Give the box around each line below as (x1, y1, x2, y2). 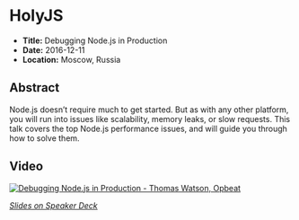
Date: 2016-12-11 (22, 44, 85, 55)
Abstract (9, 80, 60, 95)
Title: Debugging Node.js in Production (22, 35, 168, 46)
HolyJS (9, 5, 64, 26)
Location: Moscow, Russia (22, 54, 121, 65)
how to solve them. (9, 132, 80, 144)
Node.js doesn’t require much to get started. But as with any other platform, (9, 104, 289, 115)
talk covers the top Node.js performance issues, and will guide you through (9, 123, 287, 134)
